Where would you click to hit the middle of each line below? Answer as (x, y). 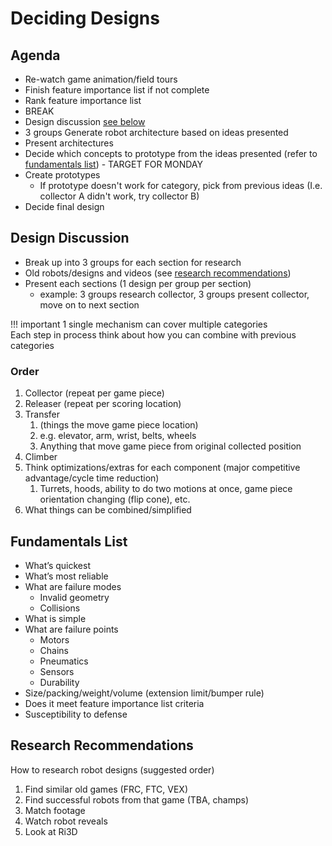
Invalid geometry (74, 597)
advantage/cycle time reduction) (92, 478)
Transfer (42, 414)
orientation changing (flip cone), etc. (115, 499)
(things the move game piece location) (119, 425)
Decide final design (64, 206)
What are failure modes (73, 586)
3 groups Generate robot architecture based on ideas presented (156, 132)
